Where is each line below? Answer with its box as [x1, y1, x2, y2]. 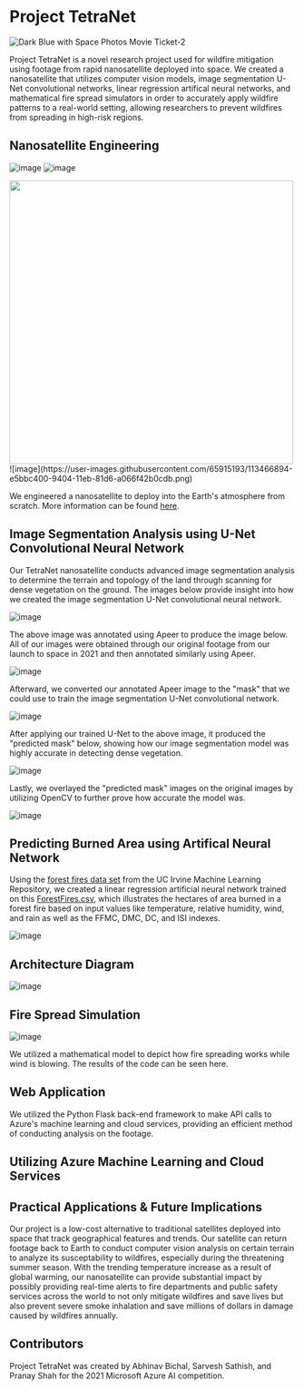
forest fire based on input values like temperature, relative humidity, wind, [9, 903, 285, 914]
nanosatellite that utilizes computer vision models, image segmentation [9, 73, 275, 83]
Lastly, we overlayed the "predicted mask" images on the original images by [9, 782, 293, 793]
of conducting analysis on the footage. [9, 1128, 154, 1139]
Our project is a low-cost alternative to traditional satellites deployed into [9, 1223, 281, 1235]
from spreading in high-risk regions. [9, 112, 144, 122]
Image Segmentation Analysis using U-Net [9, 526, 256, 542]
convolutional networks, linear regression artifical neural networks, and [25, 83, 291, 93]
